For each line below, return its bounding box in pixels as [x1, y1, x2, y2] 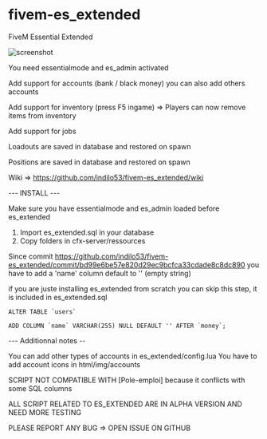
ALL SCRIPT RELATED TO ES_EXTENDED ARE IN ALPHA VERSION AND [8, 399, 243, 409]
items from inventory [8, 110, 77, 121]
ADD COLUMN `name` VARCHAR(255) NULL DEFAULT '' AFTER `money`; [8, 322, 226, 330]
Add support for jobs [8, 126, 77, 136]
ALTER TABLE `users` [8, 307, 77, 316]
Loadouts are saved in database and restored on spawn [8, 141, 191, 151]
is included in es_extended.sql [8, 292, 108, 302]
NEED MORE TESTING [8, 407, 82, 417]
